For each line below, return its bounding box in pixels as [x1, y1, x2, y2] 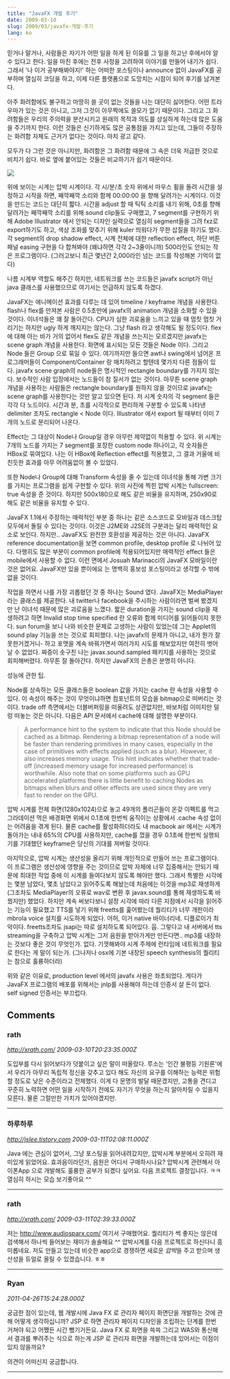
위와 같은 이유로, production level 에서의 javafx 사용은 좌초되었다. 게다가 [7, 972, 203, 980]
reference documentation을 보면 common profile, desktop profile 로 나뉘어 [7, 539, 214, 547]
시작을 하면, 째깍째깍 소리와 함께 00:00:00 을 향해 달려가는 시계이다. [25, 192, 209, 200]
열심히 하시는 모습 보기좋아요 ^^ [7, 1175, 92, 1183]
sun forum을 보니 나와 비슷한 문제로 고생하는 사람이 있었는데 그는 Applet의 [16, 622, 217, 630]
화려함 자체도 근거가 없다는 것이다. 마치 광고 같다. [14, 132, 146, 141]
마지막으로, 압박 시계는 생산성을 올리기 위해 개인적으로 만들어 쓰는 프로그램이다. [7, 854, 219, 863]
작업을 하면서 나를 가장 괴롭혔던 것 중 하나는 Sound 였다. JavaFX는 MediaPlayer [7, 588, 223, 596]
